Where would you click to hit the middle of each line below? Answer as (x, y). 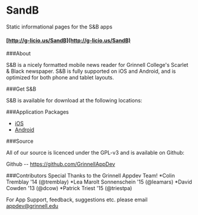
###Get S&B (21, 89)
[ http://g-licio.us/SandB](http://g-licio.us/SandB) (69, 40)
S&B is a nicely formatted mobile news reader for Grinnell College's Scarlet (97, 65)
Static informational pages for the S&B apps (59, 27)
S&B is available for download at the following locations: (74, 101)
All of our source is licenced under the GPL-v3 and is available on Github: (95, 153)
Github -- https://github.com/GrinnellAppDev (61, 164)
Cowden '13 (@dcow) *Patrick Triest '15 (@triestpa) (69, 188)
